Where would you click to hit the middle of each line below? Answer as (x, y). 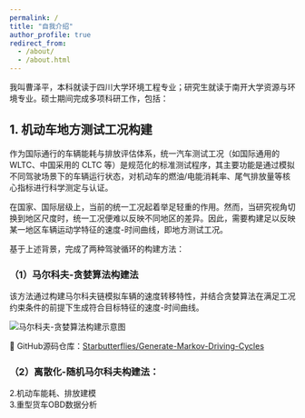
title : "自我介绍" (42, 26)
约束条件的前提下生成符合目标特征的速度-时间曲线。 (107, 308)
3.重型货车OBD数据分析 (54, 404)
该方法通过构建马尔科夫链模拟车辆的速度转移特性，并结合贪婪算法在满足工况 (152, 296)
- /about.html (44, 60)
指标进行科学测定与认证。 (65, 187)
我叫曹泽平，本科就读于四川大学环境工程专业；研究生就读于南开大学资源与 (148, 87)
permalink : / (34, 18)
